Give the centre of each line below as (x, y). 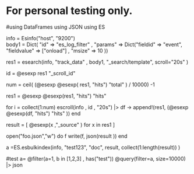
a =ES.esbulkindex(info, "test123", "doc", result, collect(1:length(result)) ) (93, 147)
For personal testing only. (69, 11)
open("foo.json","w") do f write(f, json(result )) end (67, 136)
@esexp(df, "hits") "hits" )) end (43, 113)
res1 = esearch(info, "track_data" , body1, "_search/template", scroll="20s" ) (97, 62)
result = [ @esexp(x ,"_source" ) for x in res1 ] (61, 124)
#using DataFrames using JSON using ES (56, 27)
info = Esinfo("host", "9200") (41, 38)
